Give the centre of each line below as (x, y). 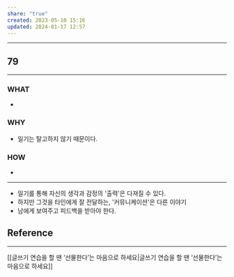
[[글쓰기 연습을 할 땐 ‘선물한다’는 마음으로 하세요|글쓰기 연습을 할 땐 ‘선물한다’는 (115, 257)
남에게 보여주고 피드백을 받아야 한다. (67, 211)
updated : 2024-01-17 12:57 (46, 27)
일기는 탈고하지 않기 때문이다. (57, 138)
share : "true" (28, 14)
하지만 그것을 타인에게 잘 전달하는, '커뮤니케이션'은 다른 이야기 (102, 202)
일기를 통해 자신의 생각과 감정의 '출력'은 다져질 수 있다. (91, 193)
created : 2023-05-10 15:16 (46, 20)
